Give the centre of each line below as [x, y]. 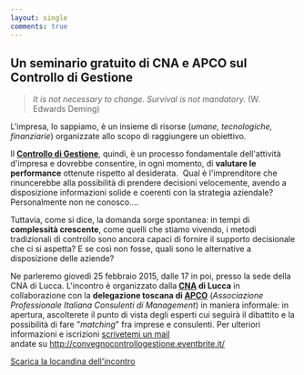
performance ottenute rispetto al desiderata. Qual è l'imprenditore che [144, 173]
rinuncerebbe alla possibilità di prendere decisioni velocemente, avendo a [149, 183]
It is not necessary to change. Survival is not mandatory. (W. [146, 99]
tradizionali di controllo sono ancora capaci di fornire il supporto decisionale [153, 239]
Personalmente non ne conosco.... [75, 202]
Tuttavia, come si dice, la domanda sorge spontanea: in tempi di [130, 220]
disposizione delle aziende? [62, 258]
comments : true [39, 26]
